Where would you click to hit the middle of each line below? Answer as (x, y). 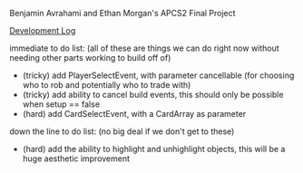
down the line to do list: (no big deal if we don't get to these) (122, 131)
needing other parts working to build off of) (90, 58)
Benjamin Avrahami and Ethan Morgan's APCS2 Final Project (122, 13)
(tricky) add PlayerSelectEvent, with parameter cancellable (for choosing (158, 75)
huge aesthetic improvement (76, 159)
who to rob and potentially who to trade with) (107, 85)
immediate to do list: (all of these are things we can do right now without (144, 48)
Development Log (43, 30)
